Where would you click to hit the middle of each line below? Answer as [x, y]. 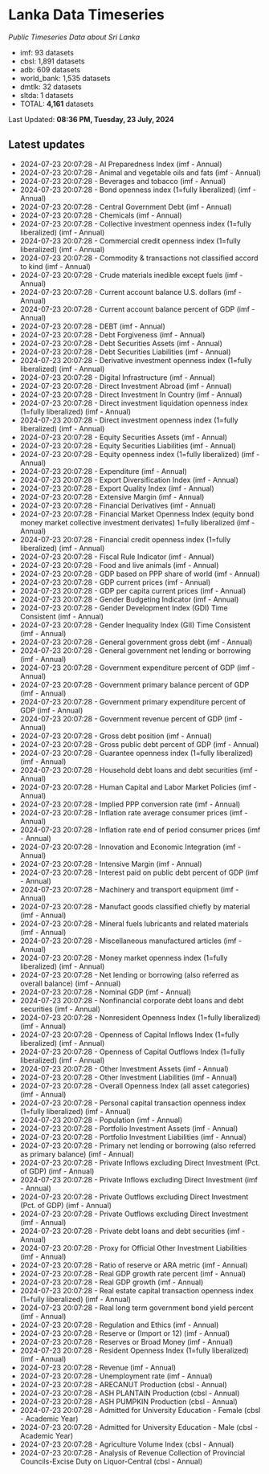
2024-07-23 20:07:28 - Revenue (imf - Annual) [98, 1367]
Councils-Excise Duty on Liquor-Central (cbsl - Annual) [111, 1461]
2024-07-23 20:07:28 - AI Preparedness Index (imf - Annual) [121, 164]
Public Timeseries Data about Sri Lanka [74, 37]
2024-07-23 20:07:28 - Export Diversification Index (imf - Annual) [129, 480]
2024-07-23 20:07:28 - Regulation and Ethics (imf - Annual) [119, 1325]
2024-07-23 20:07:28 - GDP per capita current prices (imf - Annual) [133, 590]
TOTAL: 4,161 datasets [57, 104]
